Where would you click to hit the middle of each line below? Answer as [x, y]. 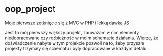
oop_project [30, 9]
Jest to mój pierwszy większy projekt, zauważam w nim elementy [72, 32]
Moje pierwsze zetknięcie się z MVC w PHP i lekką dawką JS [67, 23]
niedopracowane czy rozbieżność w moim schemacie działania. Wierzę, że [82, 38]
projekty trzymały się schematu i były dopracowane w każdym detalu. [76, 48]
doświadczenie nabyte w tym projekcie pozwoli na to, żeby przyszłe [75, 43]
